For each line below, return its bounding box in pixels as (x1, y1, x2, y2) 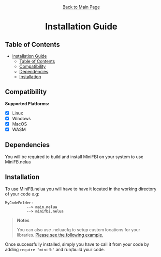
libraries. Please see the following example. (16, 232, 103, 238)
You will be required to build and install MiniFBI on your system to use (5, 154, 144, 160)
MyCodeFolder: (5, 200, 34, 205)
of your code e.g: (5, 191, 40, 197)
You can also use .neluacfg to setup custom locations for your (16, 226, 141, 232)
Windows (12, 115, 31, 121)
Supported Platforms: (5, 100, 50, 106)
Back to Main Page (62, 4, 100, 10)
